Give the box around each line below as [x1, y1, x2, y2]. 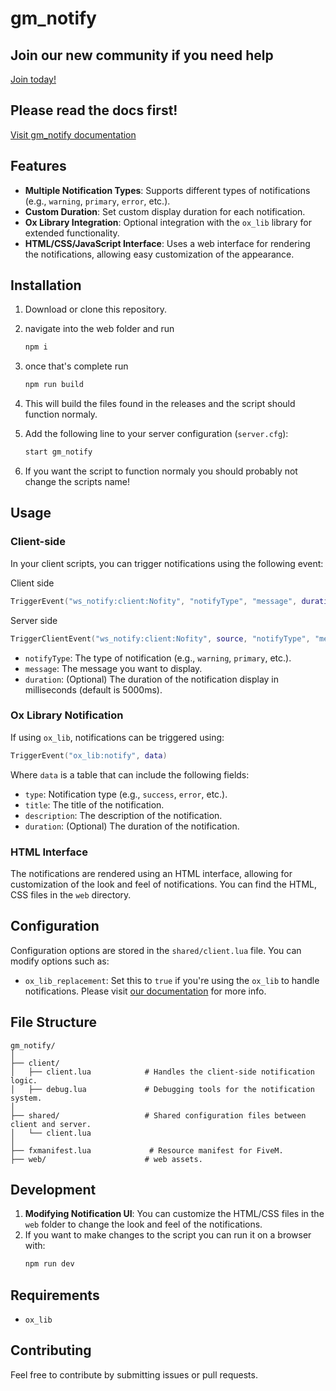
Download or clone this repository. [24, 303, 167, 316]
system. [10, 1093, 43, 1103]
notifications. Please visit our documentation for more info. [24, 985, 267, 997]
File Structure [10, 1014, 97, 1031]
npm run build [24, 380, 84, 390]
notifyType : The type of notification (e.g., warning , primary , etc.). [24, 652, 292, 664]
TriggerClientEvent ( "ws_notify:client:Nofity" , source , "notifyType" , [10, 633, 311, 644]
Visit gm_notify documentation [10, 128, 137, 141]
